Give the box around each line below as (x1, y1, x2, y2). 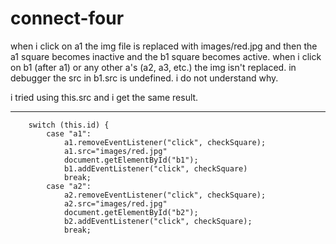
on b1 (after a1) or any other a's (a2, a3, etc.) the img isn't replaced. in (10, 61, 297, 73)
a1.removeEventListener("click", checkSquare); (63, 137, 267, 147)
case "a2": (46, 181, 92, 191)
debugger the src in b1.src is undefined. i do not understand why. (10, 72, 279, 84)
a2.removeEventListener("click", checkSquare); (63, 190, 267, 200)
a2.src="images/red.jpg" (63, 198, 168, 209)
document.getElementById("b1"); (63, 155, 199, 165)
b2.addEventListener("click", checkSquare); (63, 216, 253, 226)
